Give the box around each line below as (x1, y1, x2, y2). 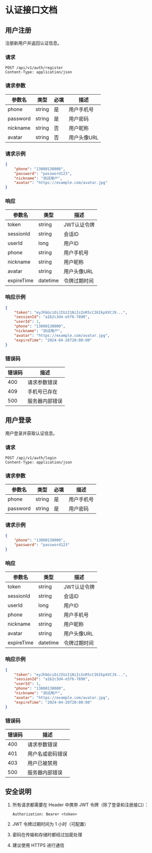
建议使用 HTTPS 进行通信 (12, 842, 65, 848)
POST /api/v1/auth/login (5, 455, 57, 461)
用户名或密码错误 (27, 750, 68, 757)
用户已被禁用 (27, 759, 58, 766)
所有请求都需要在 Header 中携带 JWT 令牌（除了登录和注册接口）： (12, 802, 149, 808)
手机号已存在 (27, 388, 58, 395)
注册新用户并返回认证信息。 (5, 40, 62, 46)
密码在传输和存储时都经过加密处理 (12, 832, 82, 838)
